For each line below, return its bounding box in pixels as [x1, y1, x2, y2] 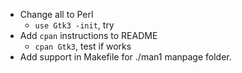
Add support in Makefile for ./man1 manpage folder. [19, 51, 232, 63]
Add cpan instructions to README [19, 30, 158, 41]
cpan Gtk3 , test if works [34, 40, 132, 52]
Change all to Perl [19, 9, 94, 20]
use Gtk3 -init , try [34, 19, 115, 31]
